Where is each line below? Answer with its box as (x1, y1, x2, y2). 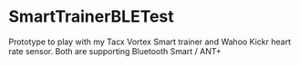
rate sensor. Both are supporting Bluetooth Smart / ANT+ (8, 45, 222, 56)
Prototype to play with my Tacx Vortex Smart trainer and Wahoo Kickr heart (8, 36, 292, 47)
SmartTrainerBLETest (8, 6, 174, 27)
